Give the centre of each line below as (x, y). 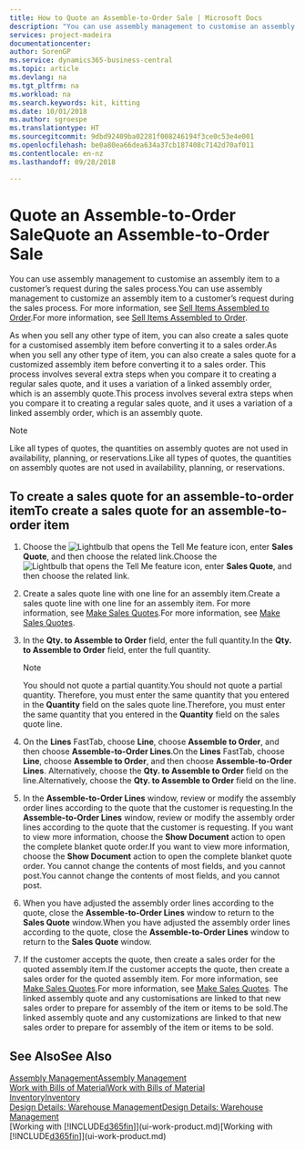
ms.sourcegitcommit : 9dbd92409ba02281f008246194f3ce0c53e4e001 (132, 137)
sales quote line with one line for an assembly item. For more (137, 604)
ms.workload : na (40, 94)
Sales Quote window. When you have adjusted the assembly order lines (156, 923)
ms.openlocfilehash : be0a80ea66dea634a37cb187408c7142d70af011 (132, 145)
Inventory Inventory (45, 1098)
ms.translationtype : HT (55, 129)
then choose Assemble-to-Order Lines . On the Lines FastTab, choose (153, 751)
